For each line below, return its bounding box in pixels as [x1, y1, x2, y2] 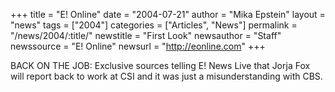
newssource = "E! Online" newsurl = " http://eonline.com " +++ [10, 40, 266, 52]
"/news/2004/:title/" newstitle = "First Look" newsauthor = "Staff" [10, 30, 282, 41]
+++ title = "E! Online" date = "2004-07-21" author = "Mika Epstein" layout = [10, 9, 326, 20]
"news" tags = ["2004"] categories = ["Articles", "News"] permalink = [10, 19, 298, 31]
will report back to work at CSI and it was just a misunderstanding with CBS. [10, 70, 323, 82]
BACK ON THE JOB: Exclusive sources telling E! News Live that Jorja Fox [10, 60, 311, 71]
